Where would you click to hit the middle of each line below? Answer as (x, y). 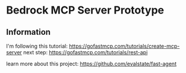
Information (29, 32)
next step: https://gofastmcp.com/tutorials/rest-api (86, 52)
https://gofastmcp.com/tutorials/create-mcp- (124, 46)
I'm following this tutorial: (37, 46)
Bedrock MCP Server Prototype (85, 10)
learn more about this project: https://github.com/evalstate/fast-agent (92, 64)
